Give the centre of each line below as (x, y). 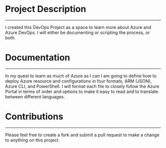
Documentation (38, 58)
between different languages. (35, 96)
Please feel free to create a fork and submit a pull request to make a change (82, 135)
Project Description (46, 9)
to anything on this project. (33, 140)
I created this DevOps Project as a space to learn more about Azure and (78, 27)
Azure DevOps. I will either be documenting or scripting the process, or (78, 32)
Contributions (34, 117)
